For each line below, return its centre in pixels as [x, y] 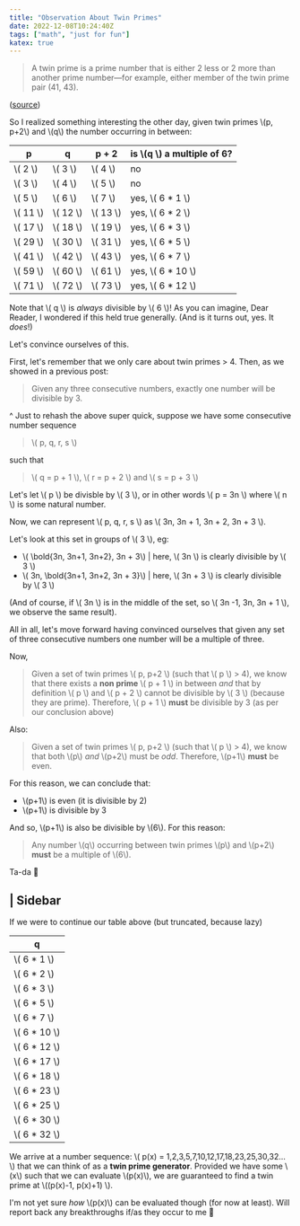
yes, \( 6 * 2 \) [160, 213]
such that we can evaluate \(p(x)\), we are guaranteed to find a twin [149, 1176]
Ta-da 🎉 [24, 872]
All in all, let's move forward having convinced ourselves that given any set [147, 630]
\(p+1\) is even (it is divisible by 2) [85, 801]
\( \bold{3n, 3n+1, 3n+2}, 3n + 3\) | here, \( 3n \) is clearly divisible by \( [154, 557]
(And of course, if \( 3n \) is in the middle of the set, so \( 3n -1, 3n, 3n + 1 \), [149, 603]
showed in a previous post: [59, 371]
